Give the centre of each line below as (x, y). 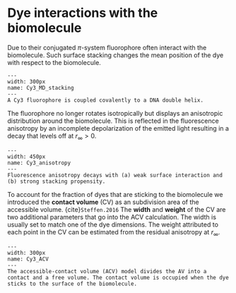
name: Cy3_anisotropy (39, 163)
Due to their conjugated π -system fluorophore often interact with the (107, 47)
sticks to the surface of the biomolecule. (72, 284)
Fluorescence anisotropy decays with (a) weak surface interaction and (115, 175)
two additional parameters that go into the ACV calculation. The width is (112, 217)
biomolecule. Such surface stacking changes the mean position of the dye (116, 55)
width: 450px (26, 157)
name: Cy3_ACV (28, 259)
